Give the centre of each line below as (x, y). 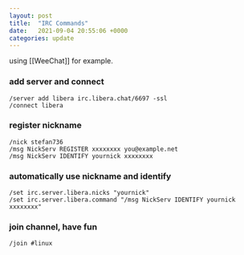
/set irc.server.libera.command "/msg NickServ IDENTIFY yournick (122, 200)
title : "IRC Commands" (49, 23)
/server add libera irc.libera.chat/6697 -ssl (88, 98)
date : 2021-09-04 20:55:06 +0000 (69, 30)
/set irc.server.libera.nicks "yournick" (79, 193)
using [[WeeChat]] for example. (61, 61)
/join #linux (31, 244)
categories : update (42, 38)
